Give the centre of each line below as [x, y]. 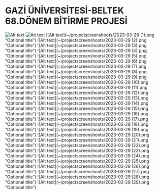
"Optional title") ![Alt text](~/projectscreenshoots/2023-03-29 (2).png [76, 40]
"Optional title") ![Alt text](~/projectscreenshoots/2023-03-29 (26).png [77, 166]
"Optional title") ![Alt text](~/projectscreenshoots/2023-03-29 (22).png [77, 145]
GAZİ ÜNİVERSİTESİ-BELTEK [64, 11]
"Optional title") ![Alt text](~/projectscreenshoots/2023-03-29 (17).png [77, 119]
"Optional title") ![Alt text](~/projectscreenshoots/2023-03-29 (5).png [76, 56]
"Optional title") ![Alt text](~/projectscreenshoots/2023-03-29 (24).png [77, 155]
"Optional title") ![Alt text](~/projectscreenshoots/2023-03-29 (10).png [77, 82]
